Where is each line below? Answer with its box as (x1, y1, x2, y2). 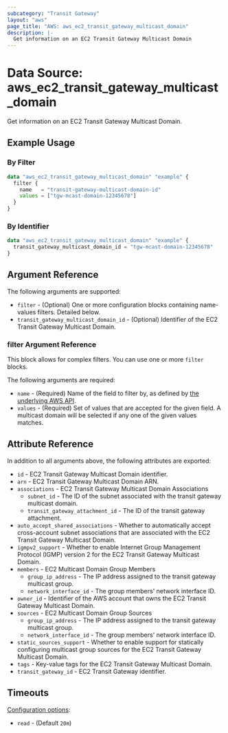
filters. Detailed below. (37, 307, 101, 316)
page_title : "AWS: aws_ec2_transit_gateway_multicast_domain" (7, 23, 189, 30)
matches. (16, 419, 44, 427)
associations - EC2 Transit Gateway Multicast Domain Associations (16, 484, 209, 492)
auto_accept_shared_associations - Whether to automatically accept (16, 521, 212, 529)
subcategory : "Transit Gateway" (7, 10, 100, 17)
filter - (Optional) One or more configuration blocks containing (16, 300, 199, 309)
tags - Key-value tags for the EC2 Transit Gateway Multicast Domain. (16, 659, 212, 668)
